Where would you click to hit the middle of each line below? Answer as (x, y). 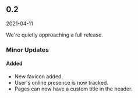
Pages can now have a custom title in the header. (73, 89)
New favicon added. (38, 76)
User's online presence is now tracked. (61, 82)
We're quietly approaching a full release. (54, 35)
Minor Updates (28, 50)
